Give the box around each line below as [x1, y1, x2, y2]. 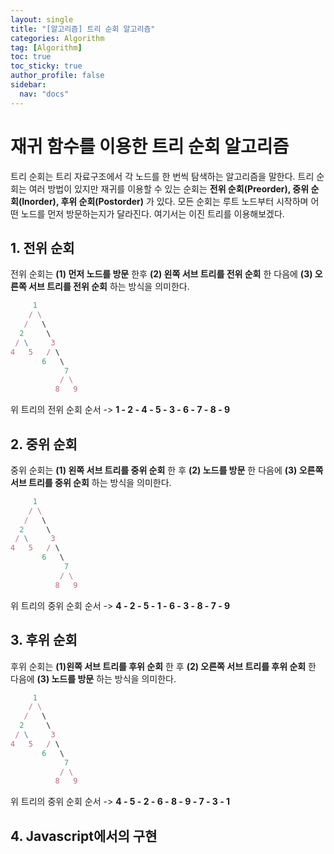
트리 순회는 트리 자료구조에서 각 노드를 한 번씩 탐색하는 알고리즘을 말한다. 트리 [10, 170, 315, 182]
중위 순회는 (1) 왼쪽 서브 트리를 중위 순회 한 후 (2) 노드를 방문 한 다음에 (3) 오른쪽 [10, 464, 324, 476]
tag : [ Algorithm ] [10, 42, 83, 53]
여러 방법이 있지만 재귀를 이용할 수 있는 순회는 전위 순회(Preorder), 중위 [28, 182, 310, 195]
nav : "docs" [19, 89, 70, 99]
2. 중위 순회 [10, 436, 78, 453]
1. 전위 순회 [10, 239, 75, 256]
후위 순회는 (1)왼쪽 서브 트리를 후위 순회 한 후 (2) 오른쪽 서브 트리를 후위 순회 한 [10, 660, 317, 672]
